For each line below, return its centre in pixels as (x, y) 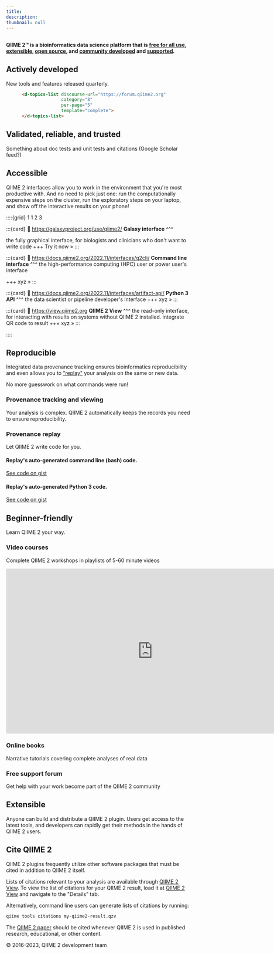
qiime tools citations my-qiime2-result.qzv (61, 916)
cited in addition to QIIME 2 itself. (46, 870)
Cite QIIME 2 (29, 850)
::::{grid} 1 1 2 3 (24, 217)
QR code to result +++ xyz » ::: (43, 323)
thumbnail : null (26, 22)
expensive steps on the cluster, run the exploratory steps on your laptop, (94, 199)
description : (22, 17)
